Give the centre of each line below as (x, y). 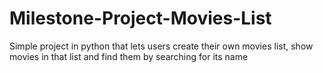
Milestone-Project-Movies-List (140, 18)
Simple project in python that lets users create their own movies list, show (161, 46)
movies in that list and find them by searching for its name (129, 56)
